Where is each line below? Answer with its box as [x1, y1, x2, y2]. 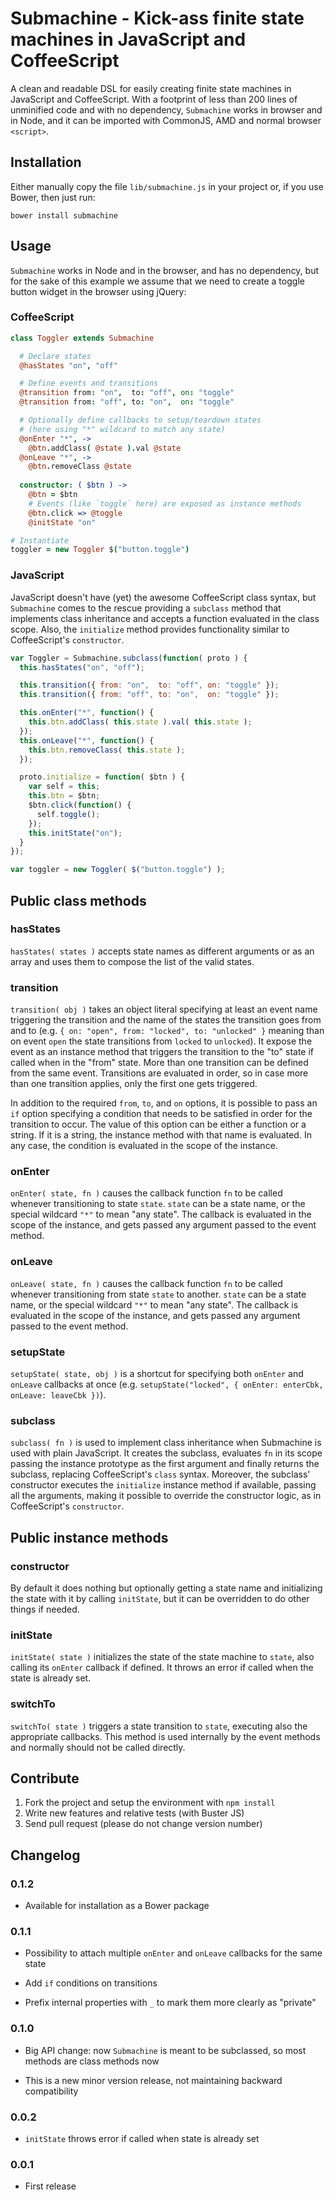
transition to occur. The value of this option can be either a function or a [10, 1118, 307, 1131]
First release [24, 2180, 77, 2192]
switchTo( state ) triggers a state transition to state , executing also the [10, 1720, 308, 1732]
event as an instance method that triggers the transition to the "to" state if [10, 1046, 315, 1058]
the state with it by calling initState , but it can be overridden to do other [10, 1593, 310, 1605]
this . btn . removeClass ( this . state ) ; [28, 745, 186, 755]
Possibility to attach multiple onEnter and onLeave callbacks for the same [24, 1947, 323, 1959]
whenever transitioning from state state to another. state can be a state [10, 1288, 307, 1300]
